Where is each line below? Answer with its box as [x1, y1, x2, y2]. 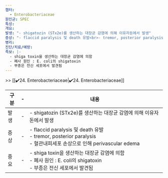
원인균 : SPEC [5, 17, 29, 22]
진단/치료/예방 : [5, 45, 33, 50]
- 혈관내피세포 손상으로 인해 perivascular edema [29, 140, 140, 147]
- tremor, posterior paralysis [29, 133, 96, 140]
